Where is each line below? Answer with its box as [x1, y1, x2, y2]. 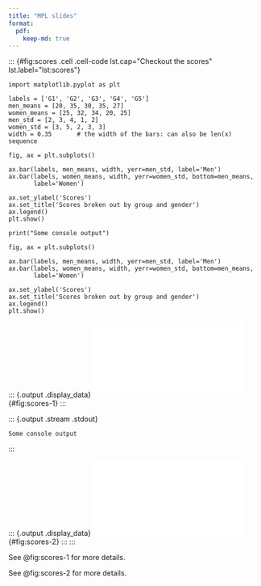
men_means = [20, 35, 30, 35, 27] [8, 102, 125, 110]
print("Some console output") [8, 230, 110, 238]
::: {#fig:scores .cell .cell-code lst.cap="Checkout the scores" [8, 57, 213, 66]
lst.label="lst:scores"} [8, 65, 81, 75]
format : [8, 19, 35, 27]
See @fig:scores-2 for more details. [8, 568, 127, 578]
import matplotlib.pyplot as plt [8, 81, 121, 89]
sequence [8, 137, 38, 145]
